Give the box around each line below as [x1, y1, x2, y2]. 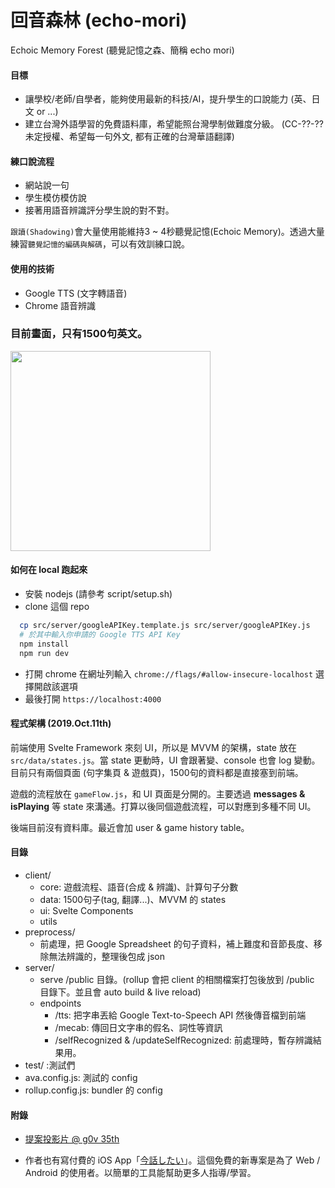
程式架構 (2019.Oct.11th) [10, 717, 112, 730]
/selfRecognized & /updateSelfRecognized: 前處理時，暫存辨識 [54, 1034, 313, 1046]
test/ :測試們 [24, 1059, 76, 1071]
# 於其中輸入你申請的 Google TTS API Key [19, 629, 181, 640]
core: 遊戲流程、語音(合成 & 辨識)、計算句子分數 [39, 881, 239, 893]
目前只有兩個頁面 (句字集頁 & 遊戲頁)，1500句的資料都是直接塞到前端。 [10, 766, 304, 778]
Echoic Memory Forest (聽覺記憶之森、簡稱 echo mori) [10, 44, 235, 56]
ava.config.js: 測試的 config [24, 1071, 138, 1083]
